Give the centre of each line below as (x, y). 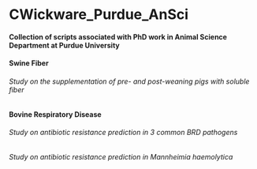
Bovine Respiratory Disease (55, 114)
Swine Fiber (29, 63)
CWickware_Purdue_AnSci (99, 15)
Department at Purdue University (65, 45)
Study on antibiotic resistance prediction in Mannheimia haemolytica (121, 156)
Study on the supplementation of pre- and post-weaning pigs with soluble (129, 81)
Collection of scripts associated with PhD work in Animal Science (118, 36)
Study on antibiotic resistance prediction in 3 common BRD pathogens (123, 133)
